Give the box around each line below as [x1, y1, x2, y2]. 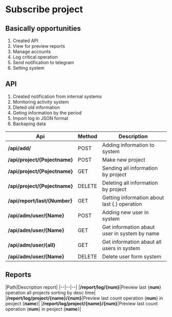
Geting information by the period [12, 109, 82, 116]
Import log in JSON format [12, 115, 69, 121]
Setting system [12, 65, 45, 71]
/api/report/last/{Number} [8, 197, 73, 204]
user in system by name [102, 230, 160, 237]
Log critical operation [12, 54, 58, 60]
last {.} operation [102, 200, 142, 207]
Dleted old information [12, 104, 60, 110]
